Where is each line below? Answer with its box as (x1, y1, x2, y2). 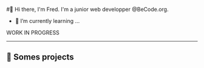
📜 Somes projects (6, 52, 74, 63)
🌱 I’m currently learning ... (15, 17, 80, 24)
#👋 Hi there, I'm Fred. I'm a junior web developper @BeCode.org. (6, 6, 169, 13)
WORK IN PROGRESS (6, 29, 59, 36)
